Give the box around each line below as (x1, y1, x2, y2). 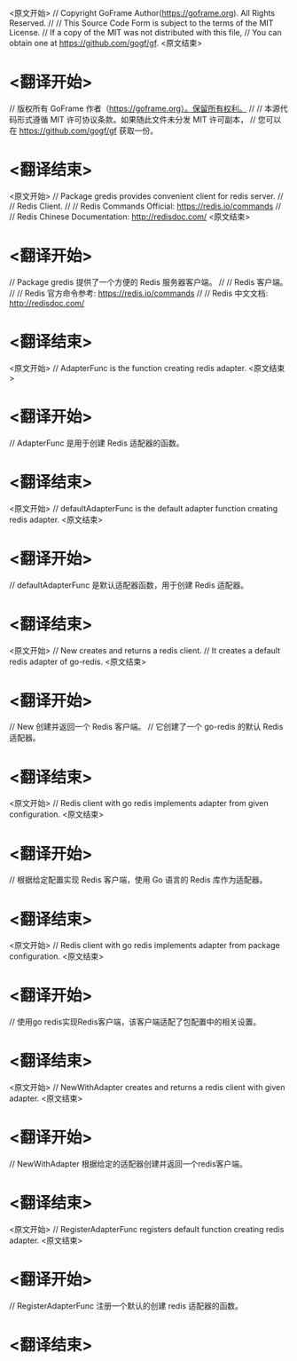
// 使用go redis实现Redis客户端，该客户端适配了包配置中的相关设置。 (9, 1017, 262, 1027)
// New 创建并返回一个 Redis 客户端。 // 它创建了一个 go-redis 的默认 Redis (9, 722, 284, 732)
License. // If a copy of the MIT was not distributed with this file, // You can (9, 28, 282, 37)
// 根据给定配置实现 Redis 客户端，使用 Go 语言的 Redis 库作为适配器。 (9, 874, 268, 885)
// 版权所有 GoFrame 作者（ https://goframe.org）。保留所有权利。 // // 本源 (9, 103, 281, 114)
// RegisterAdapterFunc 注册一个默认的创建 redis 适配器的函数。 (9, 1300, 244, 1311)
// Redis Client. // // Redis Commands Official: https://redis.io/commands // (9, 201, 282, 211)
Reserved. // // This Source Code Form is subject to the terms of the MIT (9, 18, 274, 28)
